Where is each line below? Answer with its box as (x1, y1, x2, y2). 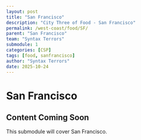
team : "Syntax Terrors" (6, 36, 65, 42)
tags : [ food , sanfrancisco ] (6, 53, 76, 58)
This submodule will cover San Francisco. (6, 128, 107, 135)
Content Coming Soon (6, 112, 90, 122)
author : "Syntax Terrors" (6, 58, 70, 64)
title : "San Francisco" (6, 14, 65, 20)
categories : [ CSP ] (6, 47, 51, 53)
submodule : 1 (6, 42, 38, 48)
